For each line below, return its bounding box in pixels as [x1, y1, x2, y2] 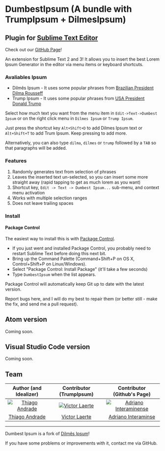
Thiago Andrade [8, 413, 46, 420]
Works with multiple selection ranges [12, 195, 87, 201]
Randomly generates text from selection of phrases [12, 169, 116, 175]
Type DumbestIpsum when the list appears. [12, 271, 96, 277]
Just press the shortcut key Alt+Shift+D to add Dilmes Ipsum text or [5, 125, 143, 131]
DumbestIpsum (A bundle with [5, 3, 132, 15]
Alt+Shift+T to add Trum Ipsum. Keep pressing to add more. [5, 130, 127, 136]
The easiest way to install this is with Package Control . [5, 235, 115, 241]
